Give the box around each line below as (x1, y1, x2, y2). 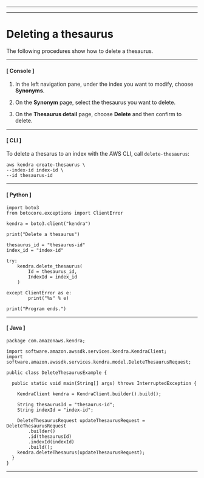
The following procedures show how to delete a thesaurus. (6, 47, 154, 55)
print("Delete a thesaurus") (6, 231, 80, 237)
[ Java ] (6, 324, 25, 331)
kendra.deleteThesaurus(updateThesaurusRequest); (17, 449, 146, 455)
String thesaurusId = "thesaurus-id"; (17, 401, 115, 407)
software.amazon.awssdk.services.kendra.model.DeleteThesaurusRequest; (6, 359, 191, 365)
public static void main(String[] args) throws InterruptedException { (12, 380, 197, 386)
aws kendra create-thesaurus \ (6, 162, 86, 168)
